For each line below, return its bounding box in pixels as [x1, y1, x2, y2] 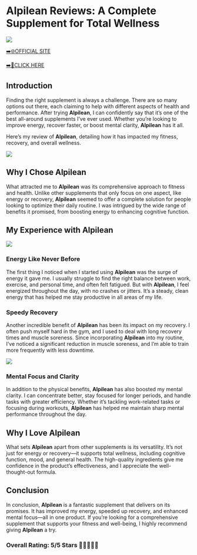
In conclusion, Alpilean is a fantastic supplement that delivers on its [6, 501, 171, 508]
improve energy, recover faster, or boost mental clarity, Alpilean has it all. [6, 121, 184, 128]
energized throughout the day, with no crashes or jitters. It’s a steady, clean [6, 287, 189, 294]
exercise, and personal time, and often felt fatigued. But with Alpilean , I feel [6, 281, 189, 288]
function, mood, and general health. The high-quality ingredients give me [6, 456, 183, 463]
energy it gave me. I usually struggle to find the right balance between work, [6, 275, 191, 282]
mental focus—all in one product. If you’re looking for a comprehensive [6, 514, 178, 521]
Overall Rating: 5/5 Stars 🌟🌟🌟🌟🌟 [6, 541, 99, 549]
